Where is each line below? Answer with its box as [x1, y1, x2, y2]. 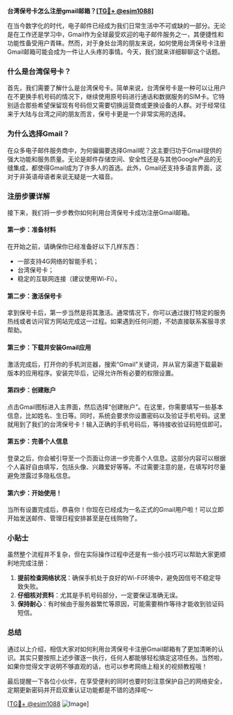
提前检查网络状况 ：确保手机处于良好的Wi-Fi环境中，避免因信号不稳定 [17, 574, 216, 582]
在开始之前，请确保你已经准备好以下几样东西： [7, 243, 141, 251]
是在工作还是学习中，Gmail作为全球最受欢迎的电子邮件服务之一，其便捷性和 [7, 31, 224, 38]
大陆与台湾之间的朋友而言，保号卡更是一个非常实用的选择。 [19, 110, 189, 118]
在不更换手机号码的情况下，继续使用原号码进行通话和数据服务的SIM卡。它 [7, 93, 219, 101]
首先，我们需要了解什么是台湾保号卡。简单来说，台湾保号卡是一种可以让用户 [7, 83, 226, 93]
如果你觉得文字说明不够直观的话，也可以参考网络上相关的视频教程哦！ [7, 662, 208, 670]
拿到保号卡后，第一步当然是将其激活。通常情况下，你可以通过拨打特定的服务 [7, 309, 226, 317]
